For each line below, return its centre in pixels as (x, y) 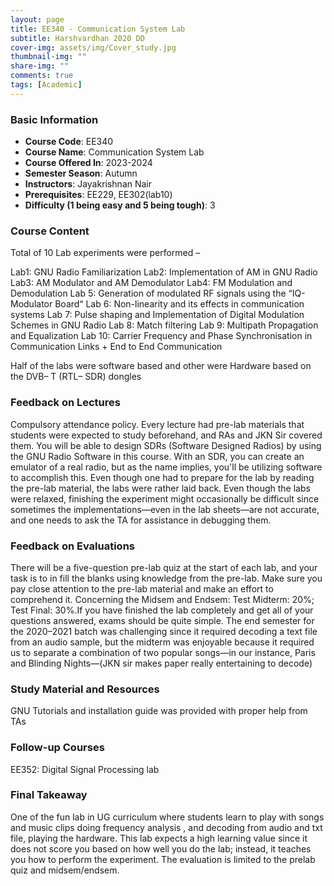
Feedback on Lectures (65, 403)
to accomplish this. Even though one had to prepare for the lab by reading (162, 477)
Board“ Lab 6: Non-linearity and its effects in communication (179, 304)
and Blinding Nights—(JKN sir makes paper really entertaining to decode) (161, 663)
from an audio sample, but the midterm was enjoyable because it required (162, 642)
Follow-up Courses (57, 748)
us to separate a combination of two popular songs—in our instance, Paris (163, 652)
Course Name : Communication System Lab (114, 152)
